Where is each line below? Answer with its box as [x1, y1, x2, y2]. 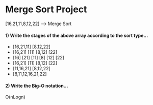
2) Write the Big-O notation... [5, 82, 68, 89]
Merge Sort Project [5, 4, 87, 15]
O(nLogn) [5, 94, 25, 100]
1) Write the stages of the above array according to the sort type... [5, 32, 148, 38]
